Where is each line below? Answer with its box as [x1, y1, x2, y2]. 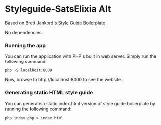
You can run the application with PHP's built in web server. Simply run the [5, 53, 157, 59]
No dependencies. [5, 29, 43, 35]
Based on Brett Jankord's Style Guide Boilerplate [5, 20, 106, 26]
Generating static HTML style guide [5, 89, 93, 96]
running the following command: [5, 106, 72, 112]
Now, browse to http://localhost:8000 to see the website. [5, 77, 122, 83]
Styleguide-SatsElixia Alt [5, 3, 111, 15]
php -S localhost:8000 [5, 68, 52, 73]
